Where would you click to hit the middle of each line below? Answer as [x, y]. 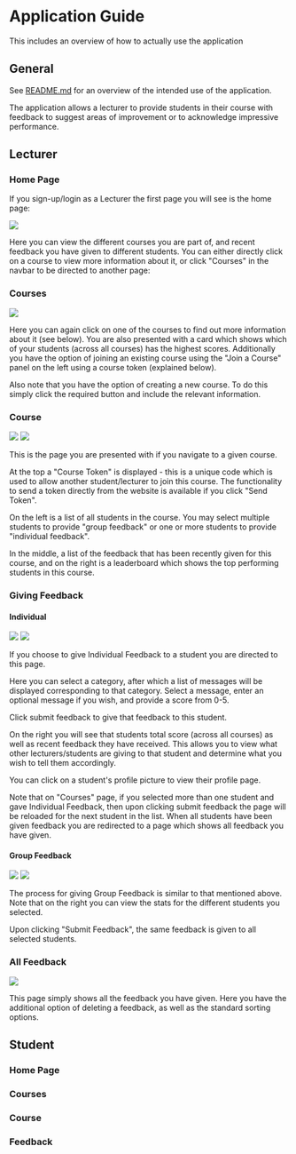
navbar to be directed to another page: [80, 271]
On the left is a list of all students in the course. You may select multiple [140, 518]
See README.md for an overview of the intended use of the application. [140, 90]
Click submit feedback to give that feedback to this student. [118, 718]
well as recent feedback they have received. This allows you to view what [143, 744]
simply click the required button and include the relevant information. [135, 394]
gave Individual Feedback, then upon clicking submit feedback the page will [148, 807]
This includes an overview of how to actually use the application [126, 41]
